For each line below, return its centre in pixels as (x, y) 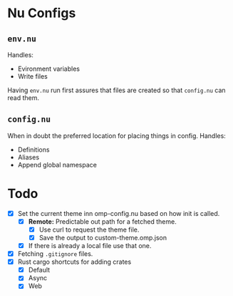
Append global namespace (57, 164)
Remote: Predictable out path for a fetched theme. (102, 221)
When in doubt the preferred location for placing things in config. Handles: (116, 135)
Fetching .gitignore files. (55, 254)
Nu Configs (42, 13)
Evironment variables (49, 69)
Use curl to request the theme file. (89, 230)
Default (39, 270)
